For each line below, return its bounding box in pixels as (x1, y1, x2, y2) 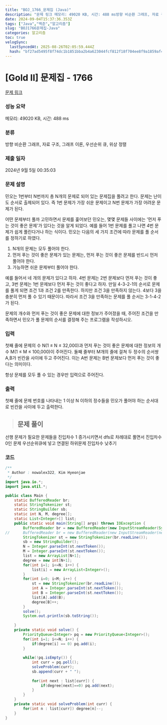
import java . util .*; (5, 484, 48, 489)
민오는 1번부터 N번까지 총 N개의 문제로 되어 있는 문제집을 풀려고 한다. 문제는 (5, 193, 153, 199)
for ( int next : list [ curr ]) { (31, 678, 94, 683)
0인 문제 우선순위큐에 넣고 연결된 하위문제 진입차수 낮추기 (5, 440, 117, 446)
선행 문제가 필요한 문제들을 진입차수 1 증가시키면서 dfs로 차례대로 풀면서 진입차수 (5, 434, 162, 440)
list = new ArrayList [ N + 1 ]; (23, 554, 81, 559)
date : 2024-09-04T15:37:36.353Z (5, 16, 72, 21)
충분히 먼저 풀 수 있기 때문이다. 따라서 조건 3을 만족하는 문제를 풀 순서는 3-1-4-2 (5, 293, 162, 299)
